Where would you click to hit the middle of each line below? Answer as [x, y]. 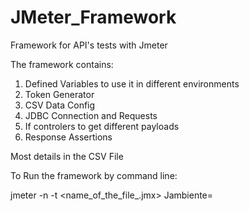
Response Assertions [68, 137]
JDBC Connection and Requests [91, 115]
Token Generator [59, 94]
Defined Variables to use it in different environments [132, 83]
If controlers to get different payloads [102, 126]
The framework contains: [62, 64]
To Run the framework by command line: [94, 175]
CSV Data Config [60, 105]
